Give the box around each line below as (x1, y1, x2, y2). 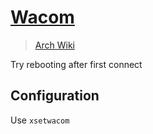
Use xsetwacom (10, 114, 70, 126)
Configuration (10, 87, 100, 105)
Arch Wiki (34, 39, 75, 51)
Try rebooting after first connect (10, 58, 143, 70)
